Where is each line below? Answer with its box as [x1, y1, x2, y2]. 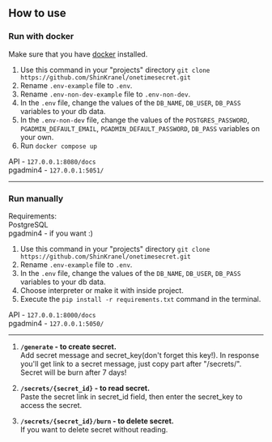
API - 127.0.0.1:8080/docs [8, 156, 96, 166]
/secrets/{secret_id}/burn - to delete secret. [19, 416, 174, 426]
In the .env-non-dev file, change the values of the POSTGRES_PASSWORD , [19, 115, 249, 125]
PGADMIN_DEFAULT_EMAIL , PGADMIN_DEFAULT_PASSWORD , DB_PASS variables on [19, 123, 261, 133]
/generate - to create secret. [19, 342, 117, 351]
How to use [8, 6, 66, 20]
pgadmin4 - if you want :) [8, 228, 93, 238]
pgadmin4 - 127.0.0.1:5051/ [8, 165, 104, 175]
